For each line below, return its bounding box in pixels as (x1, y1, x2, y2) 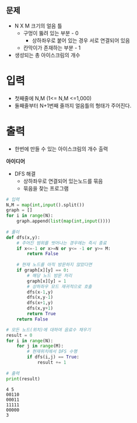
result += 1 (37, 360, 66, 366)
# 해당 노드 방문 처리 (27, 272, 72, 278)
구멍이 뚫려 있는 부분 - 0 (23, 29, 79, 36)
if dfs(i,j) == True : (27, 354, 80, 360)
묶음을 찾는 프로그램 (23, 185, 69, 192)
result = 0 (6, 332, 33, 338)
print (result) (6, 376, 41, 382)
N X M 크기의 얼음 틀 (14, 22, 62, 29)
